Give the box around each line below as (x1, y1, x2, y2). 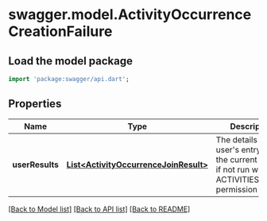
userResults (12, 159, 60, 170)
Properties (8, 97, 62, 111)
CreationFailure (8, 22, 113, 41)
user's (215, 144, 240, 155)
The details (215, 134, 258, 145)
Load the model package (8, 54, 133, 68)
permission (215, 184, 258, 195)
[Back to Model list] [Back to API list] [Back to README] (8, 204, 191, 214)
